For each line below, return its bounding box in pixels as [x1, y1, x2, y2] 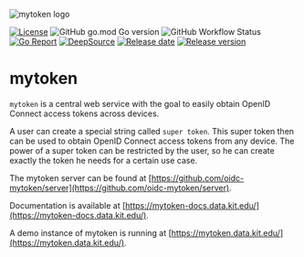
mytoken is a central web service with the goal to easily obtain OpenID [9, 98, 271, 109]
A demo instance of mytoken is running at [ [9, 227, 172, 238]
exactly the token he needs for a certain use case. [9, 155, 198, 166]
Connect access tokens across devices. [9, 108, 160, 119]
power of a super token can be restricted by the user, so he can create [9, 145, 276, 155]
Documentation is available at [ [9, 199, 126, 210]
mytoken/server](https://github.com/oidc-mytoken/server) [9, 182, 230, 193]
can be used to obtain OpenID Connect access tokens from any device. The [9, 135, 295, 146]
